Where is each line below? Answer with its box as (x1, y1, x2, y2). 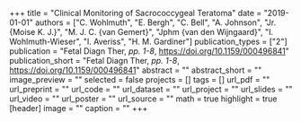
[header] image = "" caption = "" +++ (9, 103, 148, 113)
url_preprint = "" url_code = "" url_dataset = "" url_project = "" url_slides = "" (9, 84, 293, 94)
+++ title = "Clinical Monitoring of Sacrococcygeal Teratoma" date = (9, 8, 262, 18)
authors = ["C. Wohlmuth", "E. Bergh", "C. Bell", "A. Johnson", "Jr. (34, 17, 277, 28)
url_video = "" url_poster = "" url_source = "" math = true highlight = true (9, 93, 278, 104)
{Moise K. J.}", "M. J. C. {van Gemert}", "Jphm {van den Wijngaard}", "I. (9, 27, 274, 37)
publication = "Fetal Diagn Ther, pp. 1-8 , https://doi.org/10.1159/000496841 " (9, 46, 290, 57)
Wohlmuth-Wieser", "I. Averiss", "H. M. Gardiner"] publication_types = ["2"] (9, 36, 288, 47)
